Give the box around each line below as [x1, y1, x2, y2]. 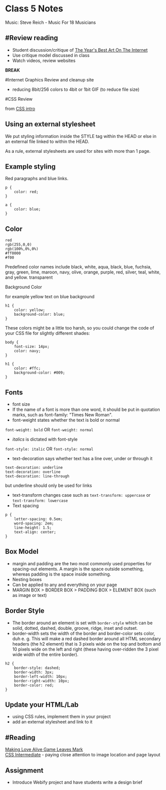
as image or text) [12, 592, 47, 598]
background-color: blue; [14, 312, 65, 317]
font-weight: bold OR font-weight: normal [5, 427, 94, 432]
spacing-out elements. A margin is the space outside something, [12, 566, 144, 572]
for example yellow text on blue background [5, 294, 95, 300]
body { [5, 340, 19, 345]
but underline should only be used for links [5, 482, 92, 488]
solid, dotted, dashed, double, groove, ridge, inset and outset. [12, 625, 138, 631]
